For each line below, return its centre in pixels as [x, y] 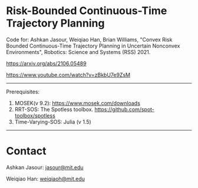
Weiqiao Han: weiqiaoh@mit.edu [46, 179]
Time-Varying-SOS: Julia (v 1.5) [53, 122]
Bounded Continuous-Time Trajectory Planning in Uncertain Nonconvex [93, 46]
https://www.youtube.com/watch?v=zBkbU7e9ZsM [68, 75]
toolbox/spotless [35, 115]
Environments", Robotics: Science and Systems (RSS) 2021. [78, 52]
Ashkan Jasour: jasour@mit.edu [45, 167]
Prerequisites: [23, 92]
